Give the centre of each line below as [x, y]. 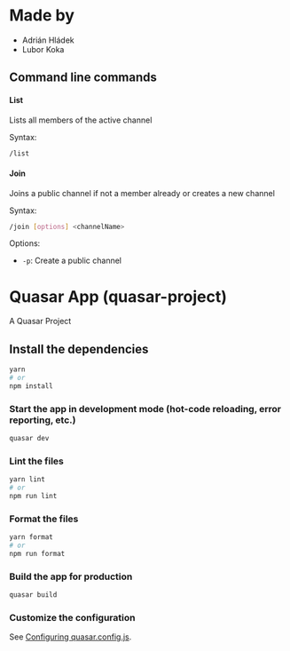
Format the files [44, 519]
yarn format [31, 537]
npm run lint [33, 496]
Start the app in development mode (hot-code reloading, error [145, 409]
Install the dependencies [79, 349]
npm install [31, 386]
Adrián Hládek [48, 40]
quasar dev [29, 439]
